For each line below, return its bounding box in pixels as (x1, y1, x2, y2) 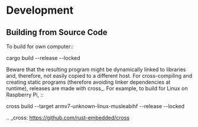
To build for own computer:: (6, 43, 74, 50)
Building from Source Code (6, 27, 108, 37)
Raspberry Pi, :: (6, 91, 44, 98)
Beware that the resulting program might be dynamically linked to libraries (6, 66, 186, 73)
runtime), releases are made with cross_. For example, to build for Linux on (6, 85, 188, 92)
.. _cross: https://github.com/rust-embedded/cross (6, 114, 130, 121)
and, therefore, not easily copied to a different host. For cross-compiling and (6, 72, 193, 79)
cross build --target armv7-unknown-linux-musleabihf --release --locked (6, 103, 185, 110)
